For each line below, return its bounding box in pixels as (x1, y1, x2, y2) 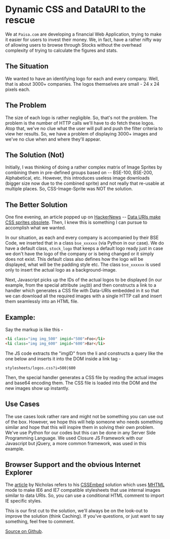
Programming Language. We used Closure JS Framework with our (5, 435, 143, 441)
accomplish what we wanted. (5, 225, 66, 231)
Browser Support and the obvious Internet (5, 460, 141, 469)
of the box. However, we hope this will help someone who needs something (5, 419, 163, 425)
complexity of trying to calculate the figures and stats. (5, 47, 118, 53)
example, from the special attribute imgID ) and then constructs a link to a (5, 282, 157, 288)
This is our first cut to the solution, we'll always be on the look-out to (5, 508, 148, 514)
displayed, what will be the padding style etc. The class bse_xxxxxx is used (5, 261, 161, 267)
